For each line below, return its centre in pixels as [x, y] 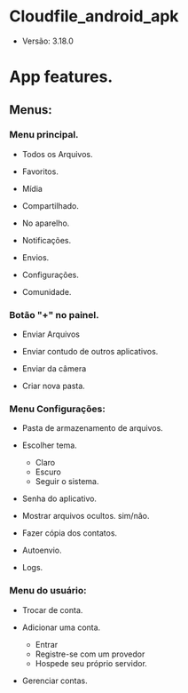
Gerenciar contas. [55, 681]
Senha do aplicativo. [59, 498]
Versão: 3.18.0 [47, 41]
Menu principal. [44, 135]
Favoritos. [40, 171]
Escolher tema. [49, 445]
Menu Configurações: [58, 409]
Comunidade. [47, 291]
